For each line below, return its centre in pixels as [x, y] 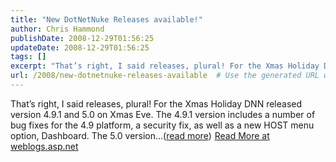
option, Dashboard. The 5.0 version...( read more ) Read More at [140, 135]
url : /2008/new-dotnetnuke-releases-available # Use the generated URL [165, 76]
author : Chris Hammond [57, 29]
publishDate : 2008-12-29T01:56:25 [82, 38]
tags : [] [28, 57]
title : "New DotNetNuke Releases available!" [106, 19]
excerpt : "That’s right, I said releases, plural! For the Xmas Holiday [165, 66]
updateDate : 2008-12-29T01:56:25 [80, 47]
